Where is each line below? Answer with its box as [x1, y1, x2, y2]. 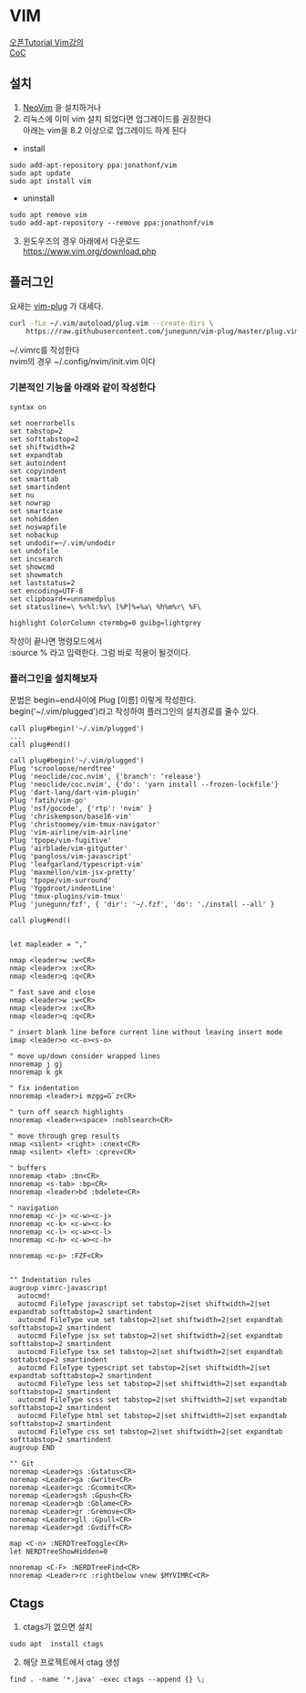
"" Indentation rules [9, 1275, 92, 1284]
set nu [9, 490, 35, 499]
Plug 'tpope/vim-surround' [9, 876, 112, 885]
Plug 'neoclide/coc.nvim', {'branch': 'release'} [9, 772, 202, 781]
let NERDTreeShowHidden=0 [9, 1547, 107, 1556]
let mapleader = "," [9, 940, 88, 949]
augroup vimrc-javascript [9, 1283, 107, 1292]
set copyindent [9, 467, 67, 476]
